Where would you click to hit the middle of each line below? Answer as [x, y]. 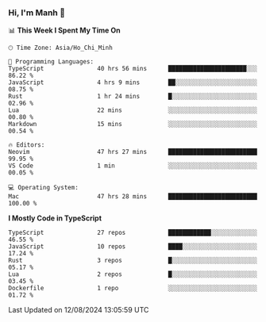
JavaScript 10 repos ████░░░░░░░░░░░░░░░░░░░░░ [133, 247]
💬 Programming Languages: [51, 62]
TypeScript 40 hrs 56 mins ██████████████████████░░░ [133, 69]
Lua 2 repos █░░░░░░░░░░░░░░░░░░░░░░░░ [133, 274]
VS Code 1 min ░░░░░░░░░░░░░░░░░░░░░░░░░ [133, 166]
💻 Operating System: [44, 188]
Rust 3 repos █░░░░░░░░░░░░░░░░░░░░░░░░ [133, 261]
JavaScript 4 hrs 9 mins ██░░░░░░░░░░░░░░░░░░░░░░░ [133, 82]
